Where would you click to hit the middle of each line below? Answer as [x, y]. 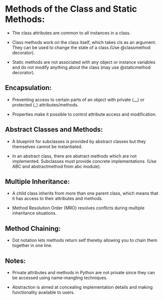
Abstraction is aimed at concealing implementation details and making [82, 287]
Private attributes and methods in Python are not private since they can [83, 272]
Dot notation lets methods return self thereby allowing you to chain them [85, 240]
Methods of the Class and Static [71, 9]
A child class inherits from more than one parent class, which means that [85, 193]
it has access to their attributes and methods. [57, 199]
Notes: [15, 261]
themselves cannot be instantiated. [47, 146]
